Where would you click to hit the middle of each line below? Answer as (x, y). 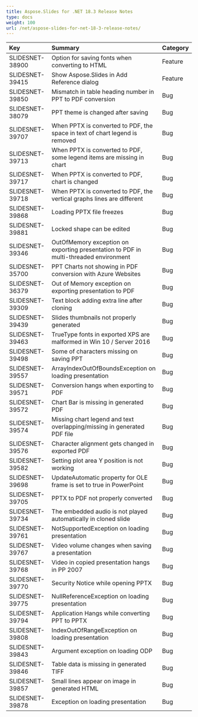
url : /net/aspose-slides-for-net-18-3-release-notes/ (74, 28)
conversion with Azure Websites (96, 274)
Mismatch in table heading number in (103, 92)
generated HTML (75, 689)
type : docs (19, 17)
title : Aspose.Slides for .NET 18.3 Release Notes (70, 12)
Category (175, 48)
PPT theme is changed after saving (100, 113)
